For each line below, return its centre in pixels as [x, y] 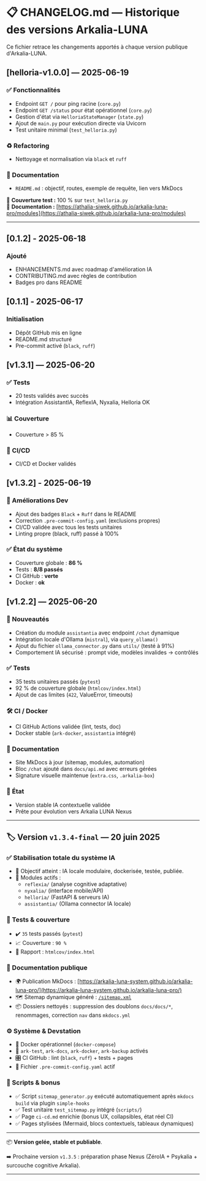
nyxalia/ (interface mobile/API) [64, 891]
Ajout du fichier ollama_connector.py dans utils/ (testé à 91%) [95, 646]
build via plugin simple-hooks [52, 1103]
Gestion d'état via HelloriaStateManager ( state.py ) [79, 117]
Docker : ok [30, 582]
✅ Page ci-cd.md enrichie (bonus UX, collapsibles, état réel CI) [94, 1116]
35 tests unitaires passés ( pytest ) [58, 681]
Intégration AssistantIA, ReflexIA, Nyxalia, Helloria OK [82, 402]
